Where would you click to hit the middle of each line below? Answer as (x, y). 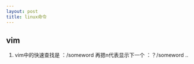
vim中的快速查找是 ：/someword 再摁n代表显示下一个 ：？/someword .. (101, 55)
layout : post (22, 11)
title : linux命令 (27, 17)
